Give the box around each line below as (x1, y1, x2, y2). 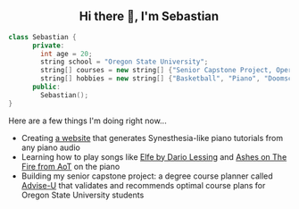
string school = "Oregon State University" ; (40, 57, 209, 67)
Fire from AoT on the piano (21, 161, 120, 171)
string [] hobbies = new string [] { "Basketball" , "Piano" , (40, 74, 261, 83)
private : (31, 41, 65, 50)
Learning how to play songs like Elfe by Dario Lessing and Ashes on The (21, 151, 287, 162)
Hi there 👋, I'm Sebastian (79, 9, 220, 24)
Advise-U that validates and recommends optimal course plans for (21, 180, 266, 190)
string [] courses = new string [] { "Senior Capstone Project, (40, 66, 273, 75)
